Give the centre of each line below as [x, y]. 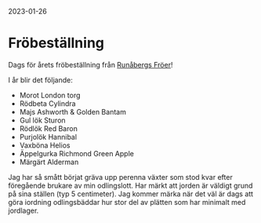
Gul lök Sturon [42, 120]
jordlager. [24, 210]
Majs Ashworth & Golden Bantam [73, 111]
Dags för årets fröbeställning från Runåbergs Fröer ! [91, 64]
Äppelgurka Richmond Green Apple [77, 153]
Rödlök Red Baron [49, 128]
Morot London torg [50, 95]
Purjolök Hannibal [48, 137]
